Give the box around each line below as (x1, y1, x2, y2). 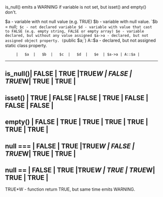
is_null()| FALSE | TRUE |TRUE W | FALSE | (5, 70, 132, 78)
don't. (5, 9, 17, 15)
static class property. (5, 43, 48, 48)
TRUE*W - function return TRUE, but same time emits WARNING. (5, 186, 135, 192)
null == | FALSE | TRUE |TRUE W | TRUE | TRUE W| (5, 166, 155, 174)
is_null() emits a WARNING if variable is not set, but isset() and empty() (5, 4, 147, 10)
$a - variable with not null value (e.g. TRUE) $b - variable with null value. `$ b (5, 19, 158, 24)
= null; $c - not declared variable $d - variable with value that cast (5, 24, 152, 30)
